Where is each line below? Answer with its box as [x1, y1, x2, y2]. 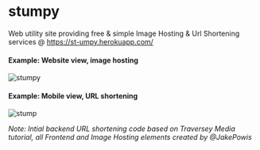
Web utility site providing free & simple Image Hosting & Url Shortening [8, 29, 240, 38]
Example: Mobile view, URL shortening [8, 90, 138, 101]
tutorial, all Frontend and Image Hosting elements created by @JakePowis [8, 133, 252, 142]
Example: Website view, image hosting [8, 55, 139, 65]
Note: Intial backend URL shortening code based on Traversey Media [8, 124, 236, 133]
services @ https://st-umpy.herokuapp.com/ [8, 37, 153, 46]
